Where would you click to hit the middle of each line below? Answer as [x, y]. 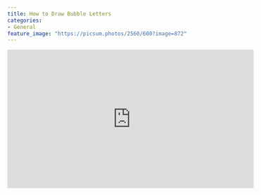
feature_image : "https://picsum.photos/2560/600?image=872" [97, 33]
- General [22, 27]
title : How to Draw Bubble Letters [59, 14]
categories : [25, 20]
